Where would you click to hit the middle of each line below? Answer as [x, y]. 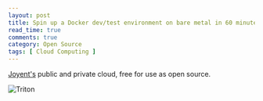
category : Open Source [45, 45]
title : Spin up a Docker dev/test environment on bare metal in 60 [121, 23]
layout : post [29, 15]
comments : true [33, 37]
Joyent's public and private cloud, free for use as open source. [110, 74]
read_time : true [34, 30]
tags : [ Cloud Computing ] [52, 52]
